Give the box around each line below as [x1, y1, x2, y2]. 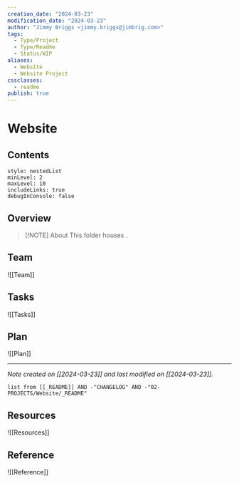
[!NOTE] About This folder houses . [24, 231, 128, 239]
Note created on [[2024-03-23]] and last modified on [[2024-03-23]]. [7, 370, 213, 378]
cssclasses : [7, 76, 43, 84]
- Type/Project [14, 37, 59, 44]
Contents [7, 149, 50, 161]
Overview [7, 212, 52, 224]
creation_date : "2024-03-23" [7, 10, 94, 18]
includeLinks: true [7, 187, 65, 194]
